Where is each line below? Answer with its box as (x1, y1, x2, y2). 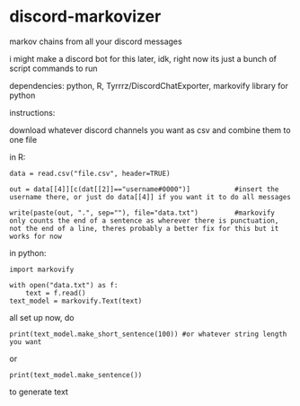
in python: (9, 247, 47, 258)
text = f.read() (25, 288, 87, 297)
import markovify (9, 265, 75, 274)
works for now (9, 232, 63, 241)
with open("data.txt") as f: (9, 280, 119, 289)
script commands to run (9, 63, 98, 74)
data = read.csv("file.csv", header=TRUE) (9, 169, 171, 178)
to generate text (9, 386, 69, 397)
